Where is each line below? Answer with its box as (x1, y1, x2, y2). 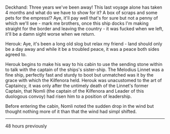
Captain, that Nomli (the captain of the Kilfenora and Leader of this (5, 88, 144, 94)
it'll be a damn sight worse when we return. (5, 31, 96, 37)
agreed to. (5, 51, 27, 57)
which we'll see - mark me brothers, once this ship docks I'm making (5, 20, 149, 26)
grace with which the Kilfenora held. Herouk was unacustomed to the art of (5, 78, 162, 83)
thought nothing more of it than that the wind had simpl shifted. (5, 108, 137, 114)
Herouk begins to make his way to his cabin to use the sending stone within (5, 61, 163, 67)
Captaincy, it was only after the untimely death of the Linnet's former (5, 83, 149, 89)
